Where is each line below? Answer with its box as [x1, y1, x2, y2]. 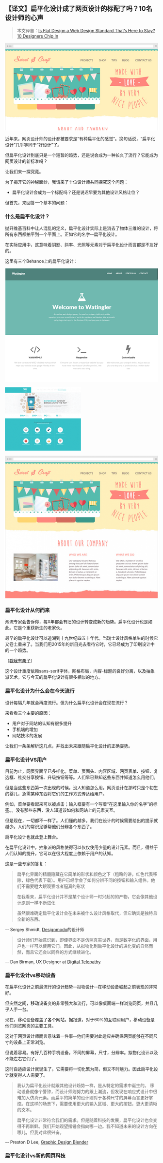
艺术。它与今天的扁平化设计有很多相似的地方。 [9, 674, 103, 680]
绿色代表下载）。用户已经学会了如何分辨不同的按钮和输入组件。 [25, 877, 151, 883]
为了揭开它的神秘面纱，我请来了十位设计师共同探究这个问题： [5, 179, 129, 185]
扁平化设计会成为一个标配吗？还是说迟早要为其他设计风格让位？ [12, 190, 140, 195]
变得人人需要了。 [13, 1072, 48, 1078]
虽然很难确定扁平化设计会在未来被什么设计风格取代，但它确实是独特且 [16, 910, 158, 916]
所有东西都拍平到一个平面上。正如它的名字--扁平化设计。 [5, 231, 120, 237]
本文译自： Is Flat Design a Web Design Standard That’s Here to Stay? [16, 27, 155, 33]
